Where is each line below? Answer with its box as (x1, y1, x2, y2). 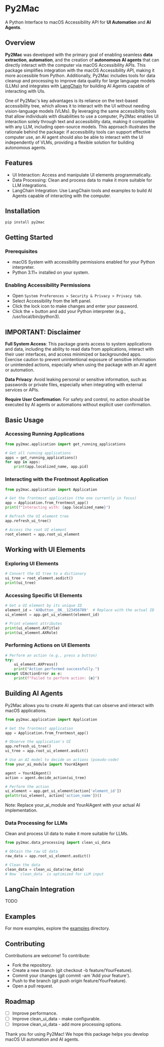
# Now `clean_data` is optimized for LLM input (5, 871, 104, 876)
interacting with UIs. (5, 88, 46, 94)
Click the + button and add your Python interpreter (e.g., (12, 309, 126, 314)
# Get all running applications (5, 450, 71, 455)
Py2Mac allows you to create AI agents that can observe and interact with (5, 702, 154, 708)
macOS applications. (5, 707, 47, 713)
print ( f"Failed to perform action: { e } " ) (14, 676, 99, 681)
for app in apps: (5, 460, 41, 465)
